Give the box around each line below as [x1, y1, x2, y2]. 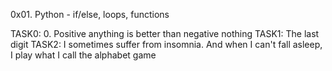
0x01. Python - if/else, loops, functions [10, 9, 170, 20]
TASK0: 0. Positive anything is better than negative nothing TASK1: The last [10, 28, 320, 39]
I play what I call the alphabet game [10, 49, 157, 61]
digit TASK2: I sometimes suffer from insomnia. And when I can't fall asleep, [10, 39, 323, 50]
